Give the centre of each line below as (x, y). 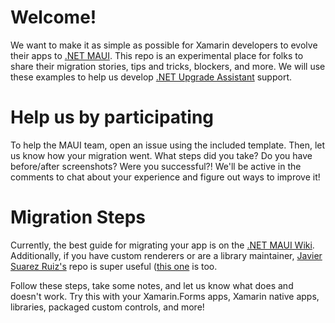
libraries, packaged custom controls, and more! (107, 307)
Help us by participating (112, 117)
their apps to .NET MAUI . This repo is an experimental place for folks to (157, 55)
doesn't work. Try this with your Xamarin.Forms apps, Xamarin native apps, (165, 296)
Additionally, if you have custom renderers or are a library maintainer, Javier (166, 255)
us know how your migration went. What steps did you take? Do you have (161, 155)
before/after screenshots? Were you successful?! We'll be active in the (156, 166)
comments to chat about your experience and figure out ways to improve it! (165, 177)
